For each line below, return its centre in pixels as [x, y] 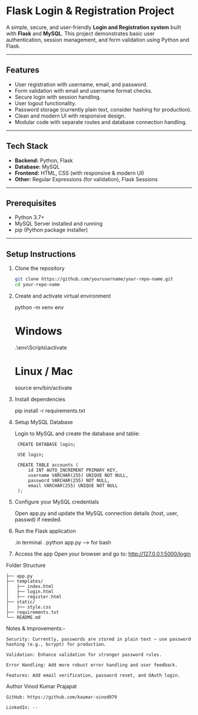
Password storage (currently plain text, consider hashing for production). [103, 109]
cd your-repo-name [37, 285]
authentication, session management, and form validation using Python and [98, 40]
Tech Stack [27, 146]
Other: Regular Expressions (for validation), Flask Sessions [86, 179]
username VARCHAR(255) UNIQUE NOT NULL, [78, 475]
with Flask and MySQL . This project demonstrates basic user [80, 33]
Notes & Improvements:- [36, 628]
